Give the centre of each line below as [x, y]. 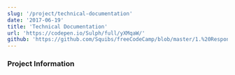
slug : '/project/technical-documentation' [70, 14]
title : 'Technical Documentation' [58, 26]
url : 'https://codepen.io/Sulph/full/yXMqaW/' [76, 33]
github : [19, 40]
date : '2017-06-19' [36, 20]
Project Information [41, 64]
